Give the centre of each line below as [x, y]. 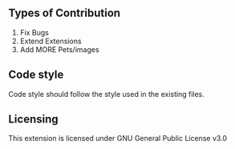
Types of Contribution [65, 13]
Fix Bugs [34, 32]
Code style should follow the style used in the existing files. [106, 94]
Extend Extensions [51, 41]
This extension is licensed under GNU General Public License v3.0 [118, 139]
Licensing [33, 119]
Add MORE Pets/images [59, 49]
